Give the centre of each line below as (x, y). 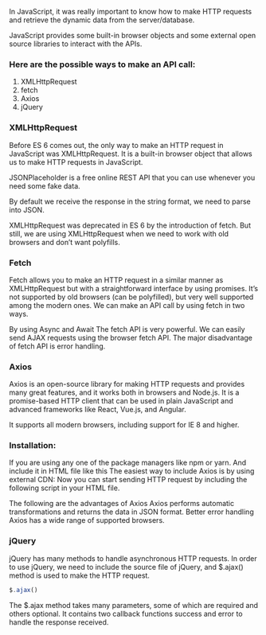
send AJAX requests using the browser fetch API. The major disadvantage (131, 337)
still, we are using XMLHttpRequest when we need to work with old (119, 233)
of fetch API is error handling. (57, 346)
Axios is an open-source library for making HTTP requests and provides (127, 384)
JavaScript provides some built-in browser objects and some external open (133, 35)
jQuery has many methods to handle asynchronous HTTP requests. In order (133, 558)
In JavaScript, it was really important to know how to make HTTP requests (131, 12)
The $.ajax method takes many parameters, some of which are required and (133, 605)
